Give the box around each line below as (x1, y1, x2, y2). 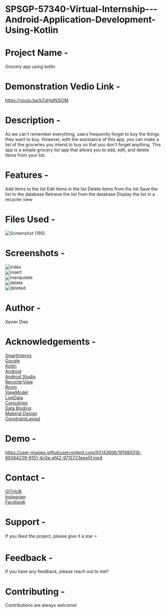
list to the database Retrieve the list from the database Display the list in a (5, 191, 155, 197)
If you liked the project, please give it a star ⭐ (5, 533, 98, 539)
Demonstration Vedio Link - (5, 81, 120, 92)
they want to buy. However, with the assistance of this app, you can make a (5, 136, 160, 142)
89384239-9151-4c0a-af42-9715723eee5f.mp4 (5, 454, 103, 460)
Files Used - (5, 214, 55, 225)
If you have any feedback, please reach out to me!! (5, 568, 109, 574)
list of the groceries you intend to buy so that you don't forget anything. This (5, 142, 161, 147)
